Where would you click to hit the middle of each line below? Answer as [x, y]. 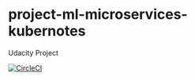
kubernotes [47, 31]
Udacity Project [34, 53]
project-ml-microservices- [98, 15]
